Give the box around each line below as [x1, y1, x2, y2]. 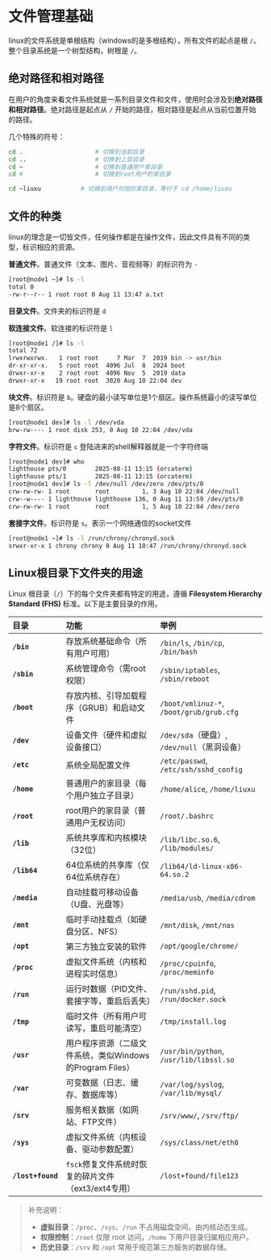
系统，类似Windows [73, 1050, 150, 1061]
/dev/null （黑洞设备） [160, 742, 246, 753]
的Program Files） [65, 1062, 135, 1073]
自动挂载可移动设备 [65, 887, 140, 898]
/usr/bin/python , [160, 1046, 224, 1057]
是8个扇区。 [8, 402, 48, 412]
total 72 [8, 347, 38, 355]
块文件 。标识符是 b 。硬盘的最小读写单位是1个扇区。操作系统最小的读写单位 [8, 392, 257, 401]
